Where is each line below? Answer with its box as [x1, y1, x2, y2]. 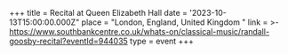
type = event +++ [130, 35, 194, 46]
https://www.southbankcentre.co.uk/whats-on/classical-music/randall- [9, 27, 269, 36]
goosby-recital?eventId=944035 [9, 35, 129, 46]
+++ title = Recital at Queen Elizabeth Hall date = [9, 8, 188, 18]
